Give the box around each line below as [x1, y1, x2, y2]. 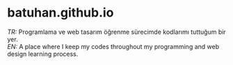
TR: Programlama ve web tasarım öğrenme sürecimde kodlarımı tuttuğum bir [7, 28, 226, 36]
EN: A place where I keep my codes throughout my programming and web [7, 42, 220, 50]
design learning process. [7, 50, 79, 58]
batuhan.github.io [7, 5, 114, 21]
